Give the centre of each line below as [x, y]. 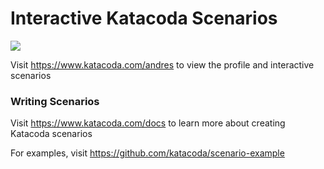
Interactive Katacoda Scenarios [144, 18]
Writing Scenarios [55, 101]
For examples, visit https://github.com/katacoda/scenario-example [147, 153]
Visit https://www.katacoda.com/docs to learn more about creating [148, 123]
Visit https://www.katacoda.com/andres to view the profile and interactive [162, 64]
